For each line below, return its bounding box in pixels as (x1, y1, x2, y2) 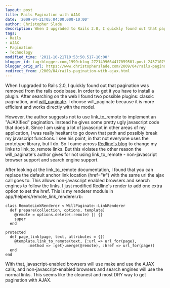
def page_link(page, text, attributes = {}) (10, 234, 105, 239)
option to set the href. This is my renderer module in (5, 188, 114, 194)
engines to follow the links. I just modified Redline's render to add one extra (5, 183, 163, 189)
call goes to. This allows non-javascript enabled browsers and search (5, 178, 150, 183)
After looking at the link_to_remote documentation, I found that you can (5, 167, 153, 173)
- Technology (5, 50, 33, 55)
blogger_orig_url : (5, 64, 44, 69)
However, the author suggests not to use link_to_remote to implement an (5, 114, 156, 119)
